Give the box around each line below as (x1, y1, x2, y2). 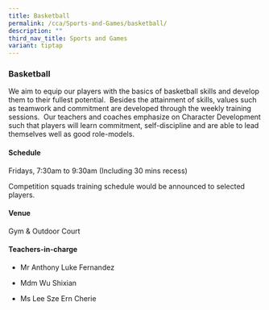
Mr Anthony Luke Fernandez (19, 262, 115, 272)
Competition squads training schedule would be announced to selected (8, 181, 246, 191)
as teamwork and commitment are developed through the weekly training (8, 104, 252, 114)
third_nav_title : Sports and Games (8, 34, 128, 43)
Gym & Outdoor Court (8, 226, 81, 236)
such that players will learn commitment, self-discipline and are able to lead (8, 121, 259, 130)
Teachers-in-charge (8, 245, 78, 254)
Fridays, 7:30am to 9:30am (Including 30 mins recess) (8, 166, 188, 176)
